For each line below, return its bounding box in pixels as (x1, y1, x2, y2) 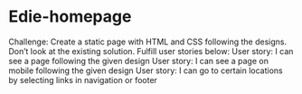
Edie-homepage (8, 6, 132, 27)
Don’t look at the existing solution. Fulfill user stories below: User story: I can (8, 45, 294, 56)
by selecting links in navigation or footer (8, 74, 157, 85)
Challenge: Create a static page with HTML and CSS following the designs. (8, 36, 287, 47)
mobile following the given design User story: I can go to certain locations (8, 65, 283, 76)
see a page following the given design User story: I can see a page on (8, 55, 269, 66)
